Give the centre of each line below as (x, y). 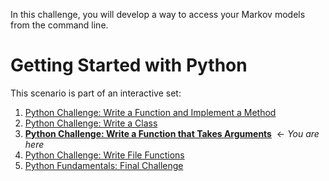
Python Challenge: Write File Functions (104, 155)
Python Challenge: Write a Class (91, 123)
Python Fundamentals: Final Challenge (104, 165)
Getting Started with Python (129, 65)
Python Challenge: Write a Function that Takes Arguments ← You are (172, 133)
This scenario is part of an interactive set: (96, 93)
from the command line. (59, 25)
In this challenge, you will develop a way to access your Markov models (158, 14)
